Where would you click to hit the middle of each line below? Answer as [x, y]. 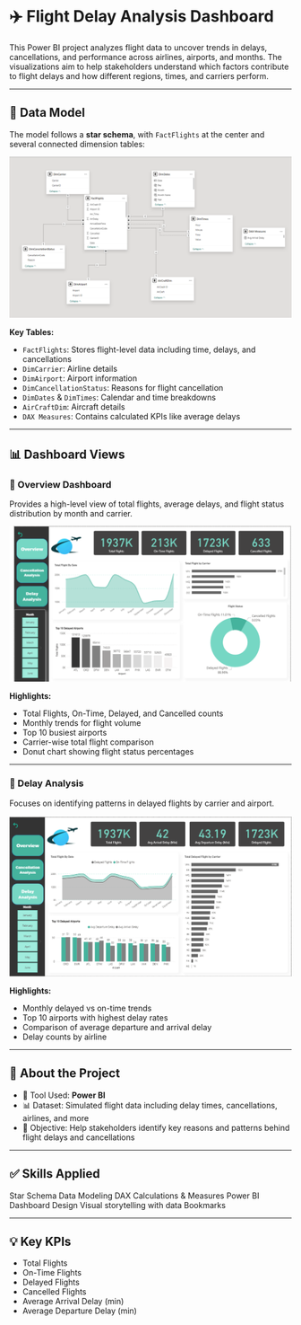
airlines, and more [56, 1117]
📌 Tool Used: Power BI [64, 1095]
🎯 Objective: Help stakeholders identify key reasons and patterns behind [156, 1127]
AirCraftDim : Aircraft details [73, 407]
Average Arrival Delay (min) [73, 1302]
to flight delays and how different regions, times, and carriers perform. [139, 75]
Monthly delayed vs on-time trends [87, 1008]
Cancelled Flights [54, 1292]
